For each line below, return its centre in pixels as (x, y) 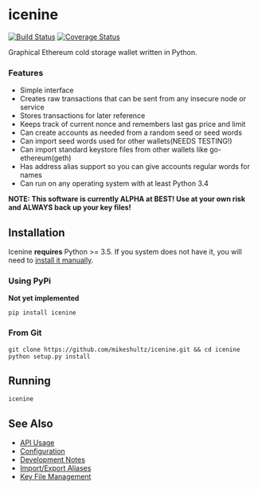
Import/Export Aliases (55, 468)
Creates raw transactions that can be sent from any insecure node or (133, 99)
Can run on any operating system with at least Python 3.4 (114, 183)
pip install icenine (43, 313)
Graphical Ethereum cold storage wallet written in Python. (103, 52)
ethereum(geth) (45, 158)
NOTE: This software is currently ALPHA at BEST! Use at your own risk (127, 199)
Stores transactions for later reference (82, 116)
